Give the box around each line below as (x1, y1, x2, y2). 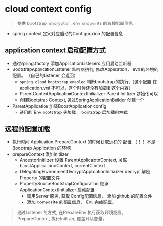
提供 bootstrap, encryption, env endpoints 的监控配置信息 (17, 20, 133, 26)
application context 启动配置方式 (5, 46, 106, 55)
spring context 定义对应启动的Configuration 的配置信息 (12, 30, 123, 36)
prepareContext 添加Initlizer (12, 151, 69, 157)
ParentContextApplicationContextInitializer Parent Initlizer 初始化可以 (19, 90, 158, 96)
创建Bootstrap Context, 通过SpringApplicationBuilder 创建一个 (19, 97, 144, 103)
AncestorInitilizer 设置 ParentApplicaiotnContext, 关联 (19, 157, 128, 163)
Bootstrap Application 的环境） (12, 145, 74, 151)
